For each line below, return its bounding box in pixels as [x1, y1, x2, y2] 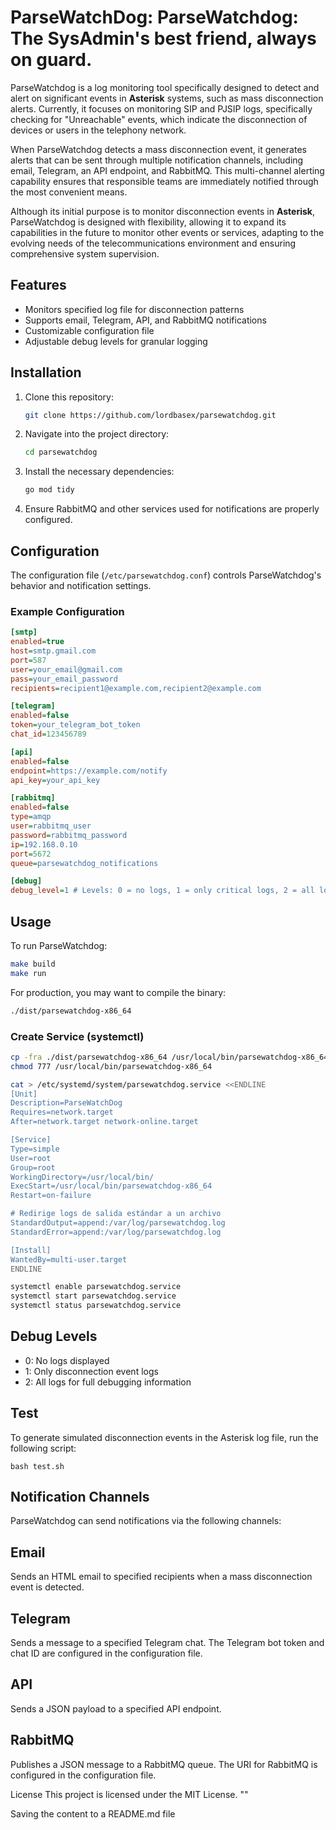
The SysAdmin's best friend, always [10, 27, 317, 50]
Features [10, 277, 67, 294]
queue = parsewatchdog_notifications [10, 858, 159, 868]
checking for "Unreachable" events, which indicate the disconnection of [10, 113, 308, 125]
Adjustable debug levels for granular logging [24, 335, 208, 347]
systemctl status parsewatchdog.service [10, 1301, 182, 1311]
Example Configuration [10, 604, 125, 618]
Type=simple [10, 1144, 60, 1154]
